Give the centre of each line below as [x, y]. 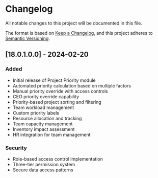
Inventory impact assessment [44, 129]
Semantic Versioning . [28, 38]
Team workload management [43, 107]
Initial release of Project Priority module [54, 80]
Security [16, 148]
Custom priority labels [36, 113]
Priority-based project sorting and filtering [57, 102]
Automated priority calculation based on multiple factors [72, 85]
